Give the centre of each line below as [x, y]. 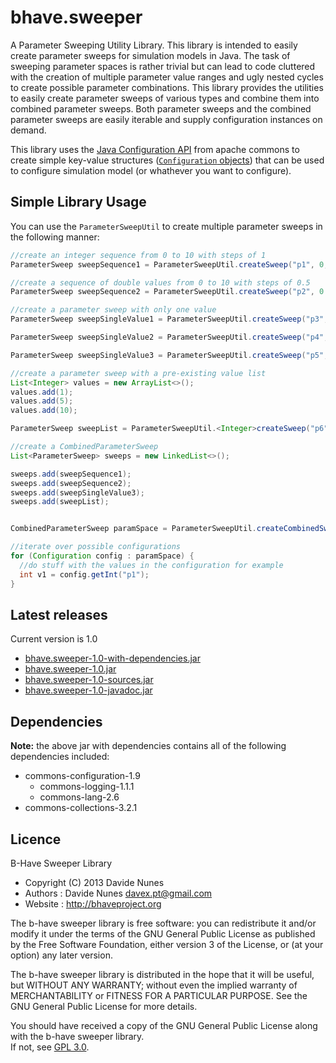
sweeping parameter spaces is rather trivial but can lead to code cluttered [163, 66]
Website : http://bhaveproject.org [93, 903]
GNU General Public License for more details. [104, 1006]
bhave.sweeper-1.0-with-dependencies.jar [112, 658]
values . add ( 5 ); [42, 401]
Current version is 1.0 [54, 639]
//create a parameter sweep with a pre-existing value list [138, 373]
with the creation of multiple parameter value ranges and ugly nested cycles [167, 77]
